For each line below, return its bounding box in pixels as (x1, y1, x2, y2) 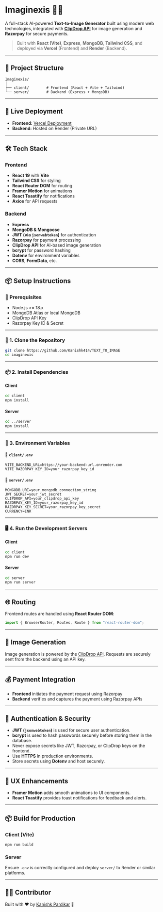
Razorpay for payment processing (12, 237, 81, 243)
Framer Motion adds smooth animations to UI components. (12, 790, 131, 796)
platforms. (5, 870, 26, 876)
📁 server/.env (5, 477, 33, 482)
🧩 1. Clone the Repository (5, 337, 65, 344)
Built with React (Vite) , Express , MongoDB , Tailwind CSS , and (16, 40, 143, 46)
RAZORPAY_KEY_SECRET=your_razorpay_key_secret (5, 505, 101, 510)
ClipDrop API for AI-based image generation (12, 242, 101, 248)
